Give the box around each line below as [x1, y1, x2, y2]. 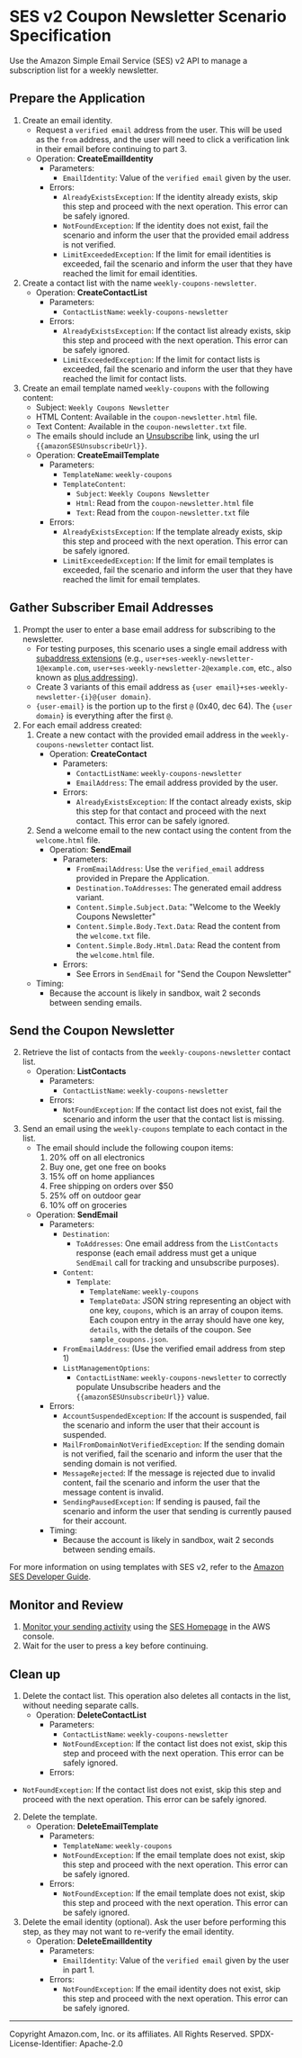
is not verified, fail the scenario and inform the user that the [62, 1449, 283, 1459]
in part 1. [62, 1964, 95, 1975]
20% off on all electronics [49, 1152, 146, 1163]
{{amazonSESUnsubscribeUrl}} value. [75, 1391, 209, 1402]
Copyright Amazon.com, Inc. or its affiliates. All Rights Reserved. [9, 2028, 248, 2039]
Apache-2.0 [79, 2038, 124, 2049]
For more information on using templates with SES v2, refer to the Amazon [9, 1562, 285, 1573]
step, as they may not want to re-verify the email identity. [22, 1927, 235, 1936]
